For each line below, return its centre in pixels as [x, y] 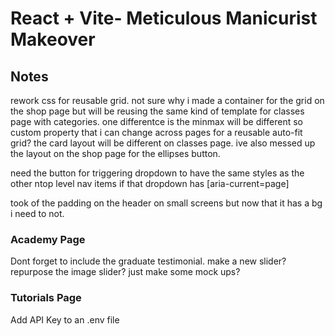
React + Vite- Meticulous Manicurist [164, 18]
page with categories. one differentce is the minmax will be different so [156, 121]
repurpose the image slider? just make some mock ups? [125, 272]
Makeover [53, 39]
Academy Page [48, 239]
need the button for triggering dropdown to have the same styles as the [157, 173]
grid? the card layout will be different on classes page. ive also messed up [163, 143]
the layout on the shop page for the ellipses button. [115, 153]
